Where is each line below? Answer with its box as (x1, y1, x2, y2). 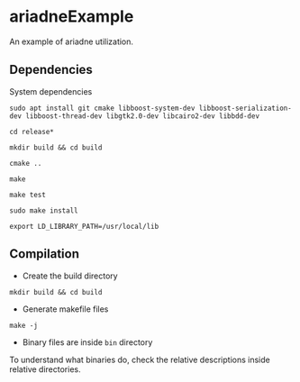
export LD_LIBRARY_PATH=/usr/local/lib (9, 222, 159, 231)
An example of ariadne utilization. (9, 36, 133, 47)
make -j (9, 321, 39, 330)
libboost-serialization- (198, 104, 293, 113)
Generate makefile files (22, 304, 109, 314)
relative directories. (9, 363, 81, 375)
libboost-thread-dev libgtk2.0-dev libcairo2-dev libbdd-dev (25, 111, 259, 121)
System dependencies (9, 86, 93, 96)
